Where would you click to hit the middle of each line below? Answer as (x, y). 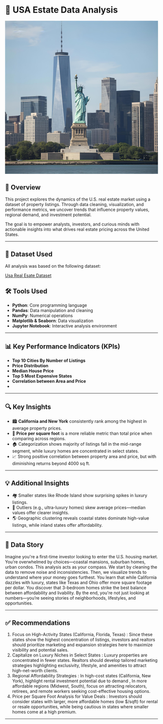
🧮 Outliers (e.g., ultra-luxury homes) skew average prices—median (79, 507)
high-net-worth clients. (35, 671)
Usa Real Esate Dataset (28, 275)
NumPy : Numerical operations (42, 316)
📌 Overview (23, 187)
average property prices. (37, 428)
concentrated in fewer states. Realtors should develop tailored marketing (85, 660)
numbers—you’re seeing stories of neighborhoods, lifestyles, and (70, 598)
